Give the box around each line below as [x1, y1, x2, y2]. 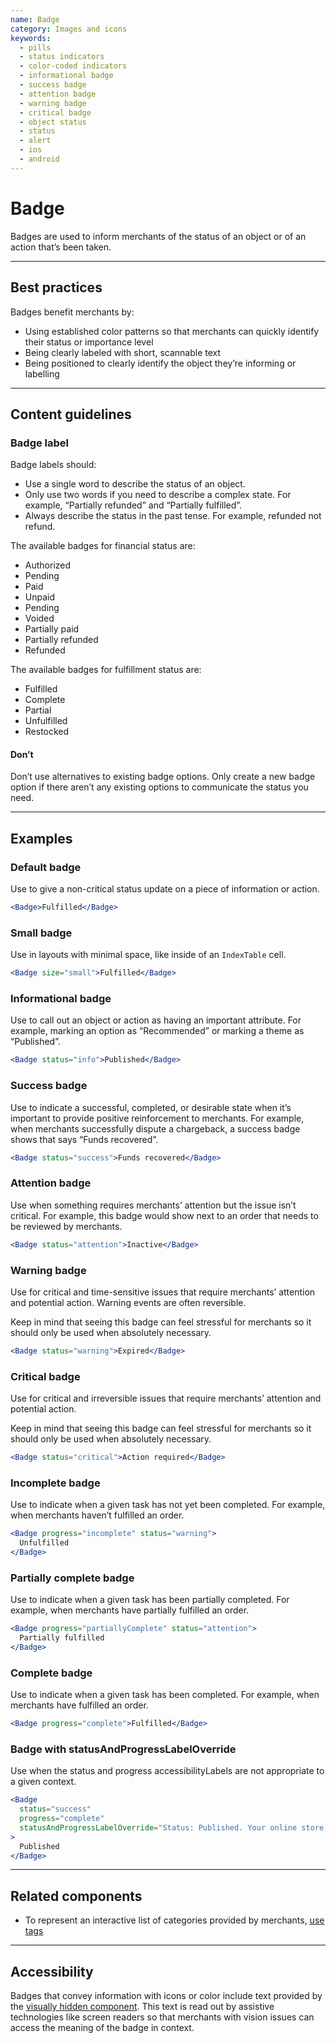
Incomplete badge [10, 1476, 101, 1490]
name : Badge [10, 14, 60, 25]
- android [19, 154, 60, 164]
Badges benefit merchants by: [10, 306, 135, 318]
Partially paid [24, 623, 80, 635]
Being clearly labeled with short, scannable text [24, 346, 222, 358]
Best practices [10, 279, 103, 296]
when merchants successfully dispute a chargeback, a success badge [10, 1122, 301, 1135]
